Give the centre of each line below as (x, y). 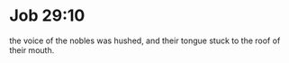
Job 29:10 (47, 16)
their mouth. (32, 49)
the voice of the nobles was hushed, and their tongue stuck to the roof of (145, 40)
